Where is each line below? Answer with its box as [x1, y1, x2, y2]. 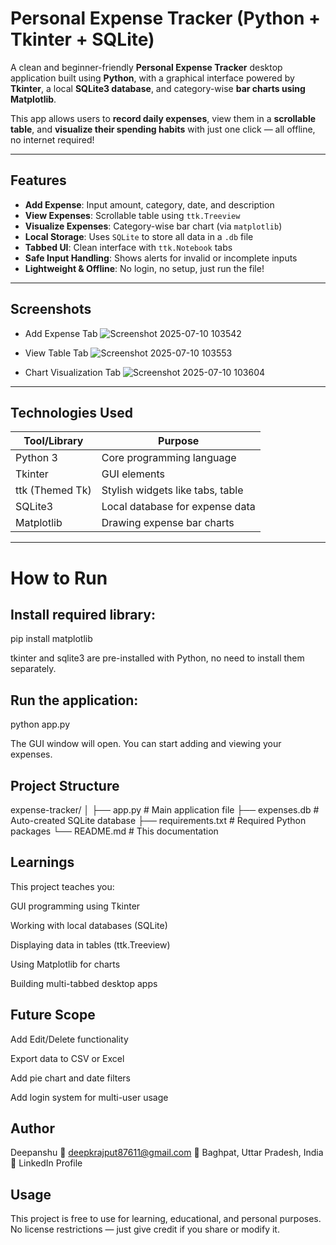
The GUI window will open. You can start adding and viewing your [10, 738, 282, 750]
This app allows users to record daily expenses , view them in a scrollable [10, 112, 317, 124]
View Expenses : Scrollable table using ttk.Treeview [24, 209, 241, 221]
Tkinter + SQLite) [10, 28, 155, 51]
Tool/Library [23, 434, 84, 448]
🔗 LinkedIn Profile [10, 1157, 83, 1169]
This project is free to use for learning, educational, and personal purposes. [10, 1213, 322, 1225]
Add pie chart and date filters [10, 1072, 132, 1084]
